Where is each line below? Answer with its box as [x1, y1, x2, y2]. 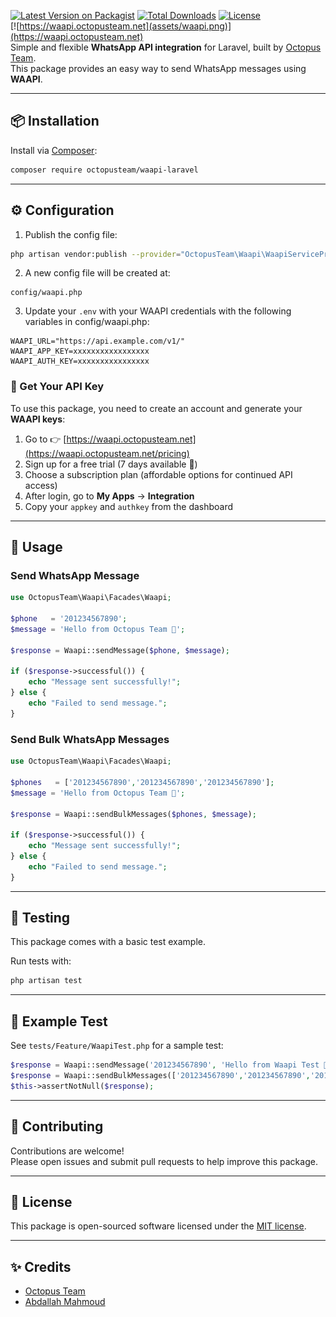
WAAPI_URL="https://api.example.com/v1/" [10, 336, 186, 347]
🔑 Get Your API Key [10, 380, 105, 394]
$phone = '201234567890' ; [10, 614, 128, 624]
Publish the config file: [24, 228, 118, 240]
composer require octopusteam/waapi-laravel [10, 165, 199, 175]
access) [24, 479, 58, 491]
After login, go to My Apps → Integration [24, 490, 195, 502]
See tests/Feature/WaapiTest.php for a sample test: [10, 1040, 224, 1052]
